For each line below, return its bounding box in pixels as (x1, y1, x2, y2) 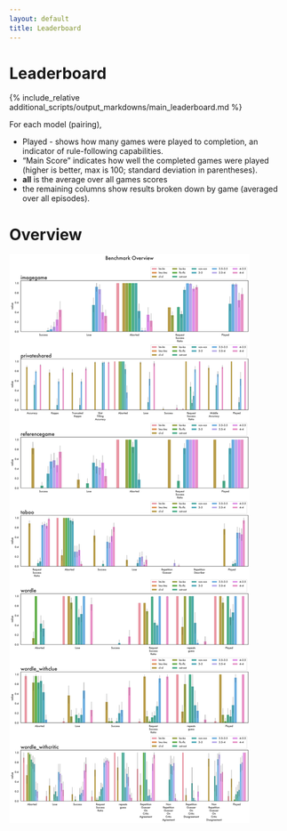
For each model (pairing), (9, 119, 102, 130)
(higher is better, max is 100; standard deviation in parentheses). (21, 165, 258, 175)
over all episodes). (21, 193, 91, 204)
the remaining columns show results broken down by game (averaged (21, 183, 278, 195)
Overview (9, 224, 83, 245)
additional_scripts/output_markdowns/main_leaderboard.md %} (9, 102, 243, 113)
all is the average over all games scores (21, 174, 168, 185)
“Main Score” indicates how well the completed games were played (21, 156, 269, 166)
